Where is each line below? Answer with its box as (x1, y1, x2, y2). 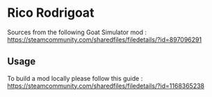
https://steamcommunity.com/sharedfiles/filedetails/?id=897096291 (7, 35, 202, 43)
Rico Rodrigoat (7, 5, 95, 21)
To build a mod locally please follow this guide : (7, 74, 143, 82)
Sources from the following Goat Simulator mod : (7, 28, 147, 36)
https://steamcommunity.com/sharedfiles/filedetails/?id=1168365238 (7, 82, 205, 90)
